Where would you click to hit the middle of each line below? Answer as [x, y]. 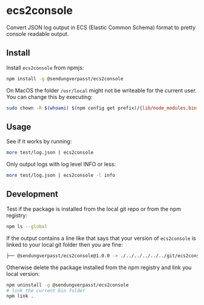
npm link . [20, 296]
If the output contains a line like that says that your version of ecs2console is [101, 238]
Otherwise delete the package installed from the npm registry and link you [99, 267]
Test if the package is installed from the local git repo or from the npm [93, 209]
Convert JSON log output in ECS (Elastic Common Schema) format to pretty [101, 27]
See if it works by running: [39, 142]
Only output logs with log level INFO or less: [61, 164]
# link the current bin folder [46, 290]
